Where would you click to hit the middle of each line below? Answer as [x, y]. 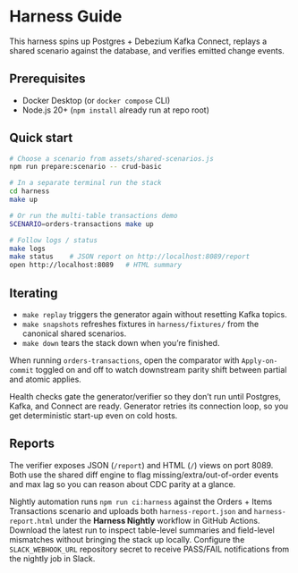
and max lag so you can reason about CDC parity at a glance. [123, 484]
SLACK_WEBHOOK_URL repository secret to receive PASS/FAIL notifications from [149, 549]
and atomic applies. [46, 379]
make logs [28, 249]
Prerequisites [47, 79]
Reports [32, 444]
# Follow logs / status [54, 240]
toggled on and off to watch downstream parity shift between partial [161, 370]
